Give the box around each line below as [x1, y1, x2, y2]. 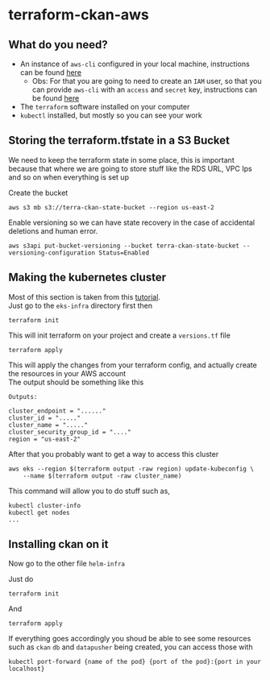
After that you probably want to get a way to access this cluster [8, 449, 219, 458]
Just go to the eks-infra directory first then [8, 301, 153, 310]
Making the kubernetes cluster [8, 271, 167, 284]
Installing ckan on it [8, 537, 109, 551]
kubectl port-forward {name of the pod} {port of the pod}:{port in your [8, 658, 262, 666]
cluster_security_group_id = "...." [8, 428, 131, 436]
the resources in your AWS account [8, 368, 127, 378]
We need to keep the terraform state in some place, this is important [8, 155, 235, 164]
